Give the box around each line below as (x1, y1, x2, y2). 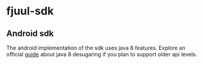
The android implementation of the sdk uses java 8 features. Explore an (6, 44, 186, 51)
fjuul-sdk (6, 4, 54, 18)
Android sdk (6, 28, 54, 39)
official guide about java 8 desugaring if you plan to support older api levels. (6, 51, 198, 58)
